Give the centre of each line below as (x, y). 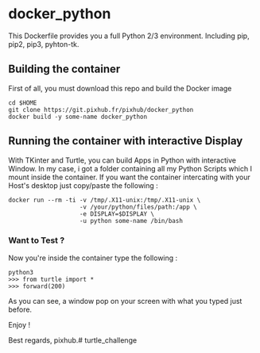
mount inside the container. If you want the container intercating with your (129, 177)
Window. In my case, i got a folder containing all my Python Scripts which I (130, 168)
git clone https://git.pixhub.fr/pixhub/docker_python (101, 109)
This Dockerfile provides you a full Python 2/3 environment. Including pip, (129, 36)
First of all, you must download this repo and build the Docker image (120, 88)
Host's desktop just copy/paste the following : (83, 185)
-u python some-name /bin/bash (131, 221)
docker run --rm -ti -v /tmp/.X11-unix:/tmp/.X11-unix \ (105, 200)
